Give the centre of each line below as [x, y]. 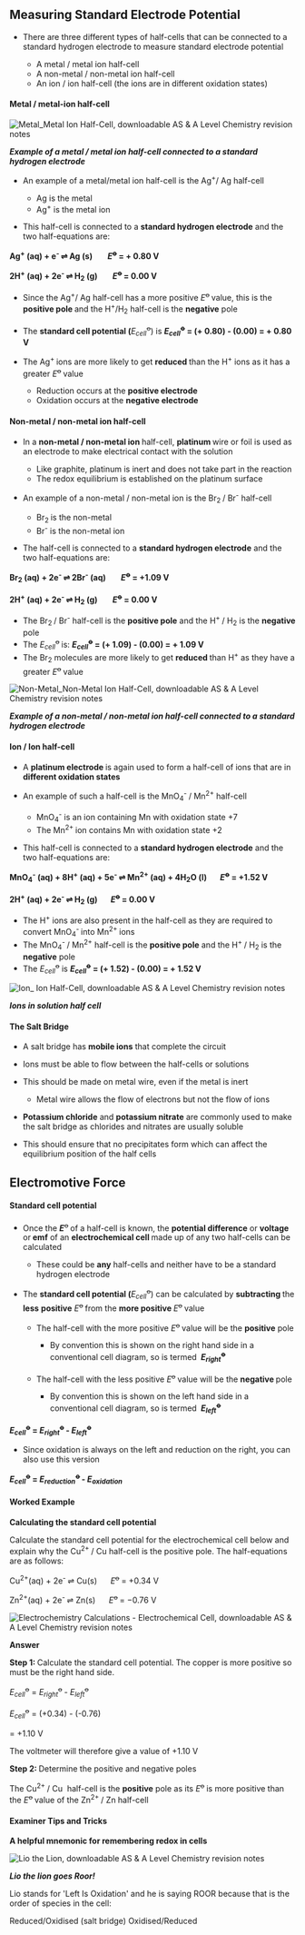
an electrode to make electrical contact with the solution [128, 451]
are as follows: [37, 1561]
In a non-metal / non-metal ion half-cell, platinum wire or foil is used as [157, 442]
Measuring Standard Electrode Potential [125, 15]
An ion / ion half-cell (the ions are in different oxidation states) [152, 83]
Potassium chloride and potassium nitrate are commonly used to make [157, 1117]
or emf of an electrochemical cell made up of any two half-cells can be [156, 1237]
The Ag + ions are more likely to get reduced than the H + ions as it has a [156, 361]
